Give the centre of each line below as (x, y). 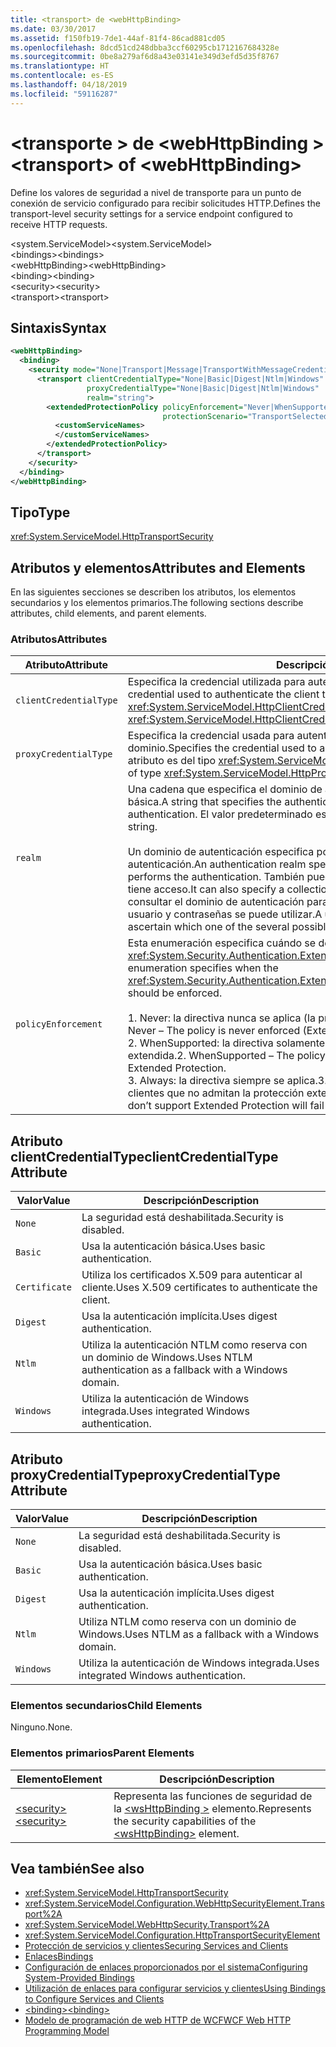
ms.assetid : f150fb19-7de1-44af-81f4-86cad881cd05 (118, 38)
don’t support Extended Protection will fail (226, 1106)
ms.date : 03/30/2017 (53, 29)
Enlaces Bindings (59, 1957)
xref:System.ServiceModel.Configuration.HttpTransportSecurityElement (172, 1935)
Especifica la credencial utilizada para (216, 682)
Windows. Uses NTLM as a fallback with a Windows (199, 1634)
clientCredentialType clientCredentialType (144, 1156)
